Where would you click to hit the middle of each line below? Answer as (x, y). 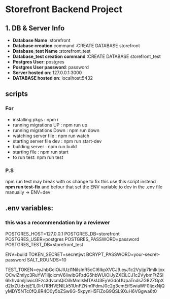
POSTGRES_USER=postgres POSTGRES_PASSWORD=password (72, 239)
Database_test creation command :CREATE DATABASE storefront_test (87, 56)
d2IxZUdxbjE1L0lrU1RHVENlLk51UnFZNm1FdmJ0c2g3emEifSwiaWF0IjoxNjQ (85, 286)
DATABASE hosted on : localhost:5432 (53, 78)
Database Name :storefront (41, 40)
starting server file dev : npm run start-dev (57, 141)
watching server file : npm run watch (51, 136)
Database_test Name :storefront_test (52, 51)
